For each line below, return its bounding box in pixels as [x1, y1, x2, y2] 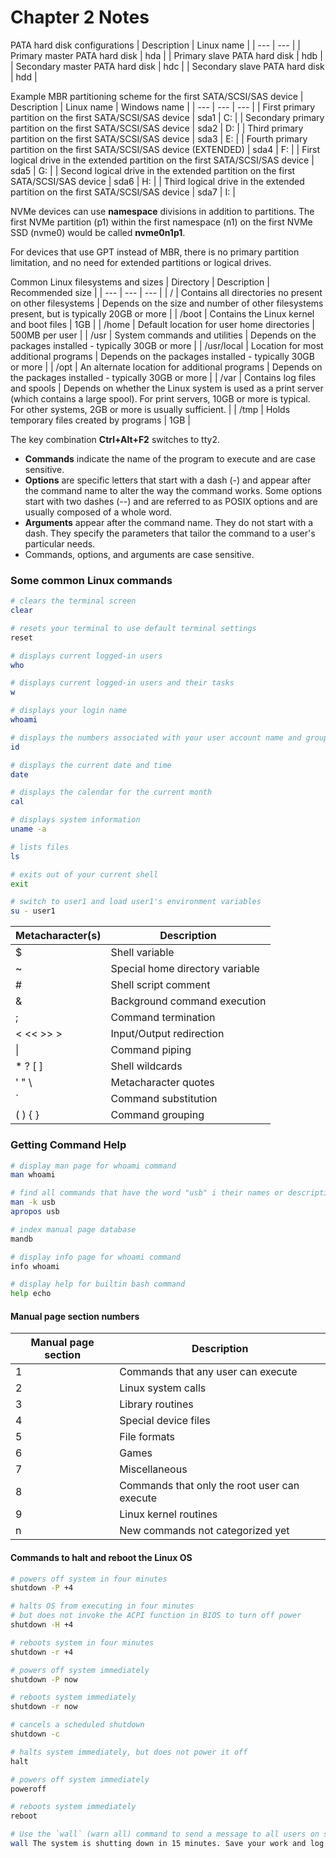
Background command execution [110, 994, 267, 1008]
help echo [10, 1289, 52, 1299]
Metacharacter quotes [110, 1076, 215, 1090]
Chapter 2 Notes [10, 6, 150, 29]
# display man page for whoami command [10, 1161, 177, 1171]
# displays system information [10, 815, 141, 825]
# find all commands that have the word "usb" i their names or [10, 1188, 284, 1198]
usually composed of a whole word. [24, 506, 173, 518]
